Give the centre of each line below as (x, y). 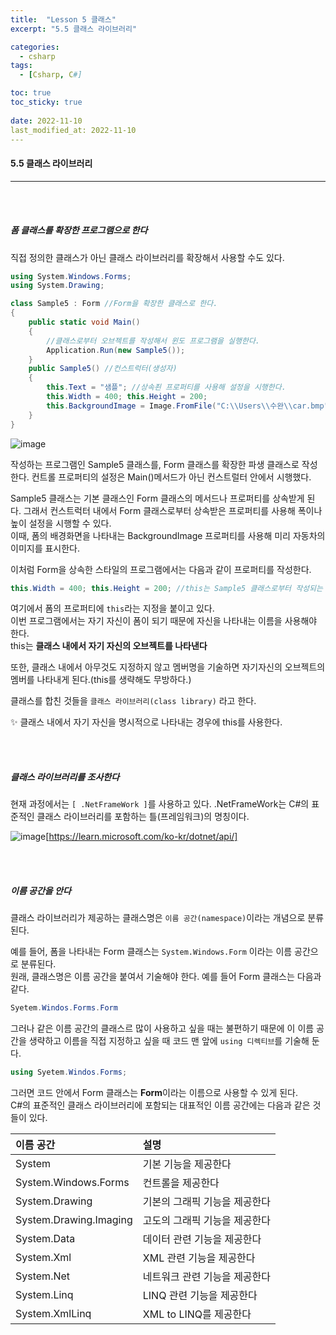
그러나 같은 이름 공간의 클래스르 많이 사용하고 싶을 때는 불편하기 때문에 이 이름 (162, 1028)
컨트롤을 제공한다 (181, 1183)
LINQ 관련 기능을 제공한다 (200, 1296)
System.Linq (44, 1295)
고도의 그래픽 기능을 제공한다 (207, 1221)
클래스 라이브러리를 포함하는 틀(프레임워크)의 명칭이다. (143, 817)
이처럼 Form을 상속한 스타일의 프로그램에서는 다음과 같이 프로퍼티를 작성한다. (161, 569)
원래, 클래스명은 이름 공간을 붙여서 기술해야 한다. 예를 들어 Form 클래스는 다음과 (166, 977)
